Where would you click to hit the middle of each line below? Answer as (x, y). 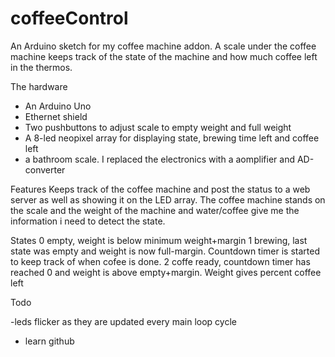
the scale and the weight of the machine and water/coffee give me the (155, 210)
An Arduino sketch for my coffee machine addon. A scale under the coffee (163, 46)
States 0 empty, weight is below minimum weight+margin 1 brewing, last (159, 240)
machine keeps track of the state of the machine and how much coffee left (164, 56)
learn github (49, 341)
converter (45, 169)
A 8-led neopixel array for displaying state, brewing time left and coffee (172, 138)
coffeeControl (69, 18)
